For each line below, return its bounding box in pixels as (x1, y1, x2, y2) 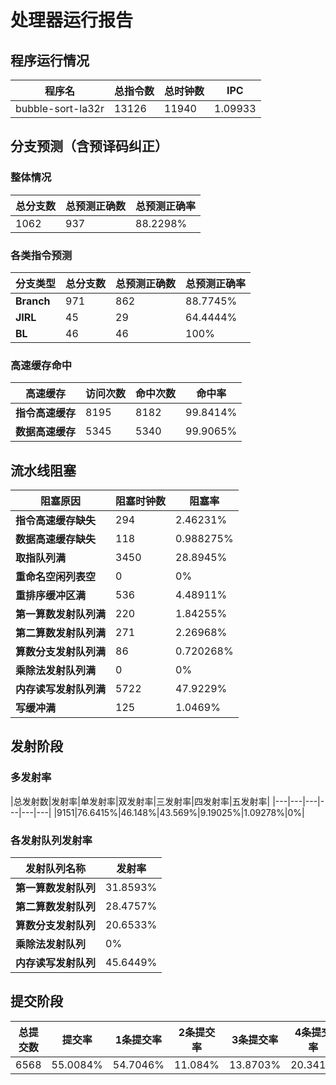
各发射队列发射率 (10, 833, 93, 847)
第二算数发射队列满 (15, 626, 107, 640)
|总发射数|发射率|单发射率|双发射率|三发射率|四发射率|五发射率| (10, 795, 271, 807)
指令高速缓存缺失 (15, 514, 97, 528)
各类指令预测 (10, 248, 73, 262)
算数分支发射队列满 (15, 645, 107, 659)
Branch (15, 294, 51, 308)
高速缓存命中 (10, 358, 73, 372)
